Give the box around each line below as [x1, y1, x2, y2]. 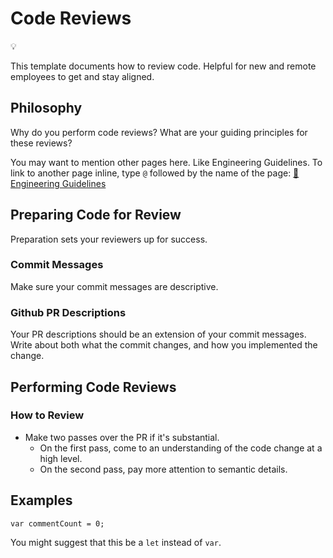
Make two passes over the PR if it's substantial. [24, 431, 220, 443]
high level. [39, 452, 83, 464]
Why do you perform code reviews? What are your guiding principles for [10, 126, 308, 138]
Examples [10, 492, 73, 509]
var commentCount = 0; [10, 518, 105, 529]
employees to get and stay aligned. [10, 70, 155, 82]
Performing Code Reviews [10, 378, 177, 396]
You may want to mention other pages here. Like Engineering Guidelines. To [10, 156, 323, 168]
